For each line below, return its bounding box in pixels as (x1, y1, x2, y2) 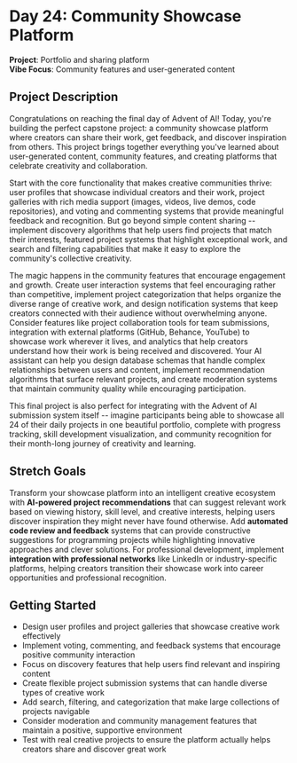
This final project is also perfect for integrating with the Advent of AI (9, 400, 258, 411)
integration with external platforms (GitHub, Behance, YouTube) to (9, 326, 250, 337)
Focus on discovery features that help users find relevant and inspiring (21, 659, 281, 670)
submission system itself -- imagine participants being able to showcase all (9, 410, 285, 421)
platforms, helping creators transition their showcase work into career (9, 562, 264, 573)
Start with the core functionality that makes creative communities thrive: (9, 177, 273, 188)
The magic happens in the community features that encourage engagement (9, 270, 285, 280)
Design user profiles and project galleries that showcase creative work (21, 621, 280, 632)
